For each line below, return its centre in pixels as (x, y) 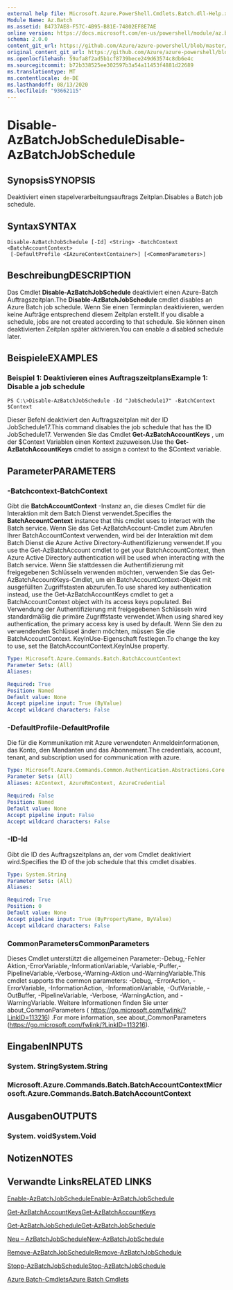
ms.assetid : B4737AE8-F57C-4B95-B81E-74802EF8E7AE (82, 26)
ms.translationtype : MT (42, 71)
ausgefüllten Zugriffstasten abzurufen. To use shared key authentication (109, 587)
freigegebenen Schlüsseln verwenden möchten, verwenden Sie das (104, 572)
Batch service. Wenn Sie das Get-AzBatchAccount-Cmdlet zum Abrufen (110, 528)
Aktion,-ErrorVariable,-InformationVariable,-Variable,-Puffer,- (94, 966)
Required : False (31, 796)
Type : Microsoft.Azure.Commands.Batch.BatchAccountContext (94, 659)
